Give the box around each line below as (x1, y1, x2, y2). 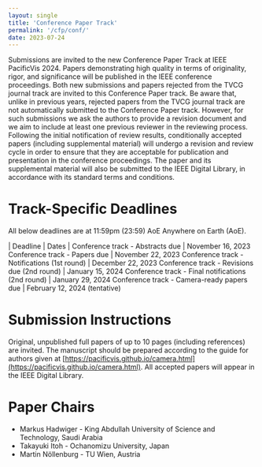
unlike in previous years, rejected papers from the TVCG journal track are (8, 97, 245, 106)
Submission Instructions (8, 311, 172, 329)
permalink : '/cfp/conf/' (8, 26, 90, 34)
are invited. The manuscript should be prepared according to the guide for (8, 346, 249, 355)
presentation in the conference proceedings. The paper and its (8, 155, 212, 166)
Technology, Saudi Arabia (19, 433, 104, 443)
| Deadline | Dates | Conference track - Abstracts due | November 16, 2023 (8, 241, 251, 251)
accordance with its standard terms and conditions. (8, 173, 175, 182)
